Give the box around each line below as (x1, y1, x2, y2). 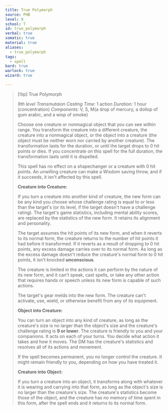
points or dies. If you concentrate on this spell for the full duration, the (17, 148, 162, 154)
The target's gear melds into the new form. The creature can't (17, 292, 146, 298)
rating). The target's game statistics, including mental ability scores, (17, 210, 158, 216)
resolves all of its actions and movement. (17, 344, 103, 350)
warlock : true (5, 68, 35, 74)
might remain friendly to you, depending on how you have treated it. (17, 359, 158, 365)
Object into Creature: (17, 307, 63, 313)
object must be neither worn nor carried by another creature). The (17, 137, 155, 144)
